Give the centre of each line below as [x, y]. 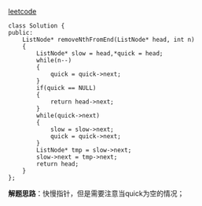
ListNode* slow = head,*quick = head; [100, 54]
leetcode [22, 11]
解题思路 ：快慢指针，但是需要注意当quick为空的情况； [96, 193]
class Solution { [37, 26]
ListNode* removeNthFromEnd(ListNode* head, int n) [108, 39]
